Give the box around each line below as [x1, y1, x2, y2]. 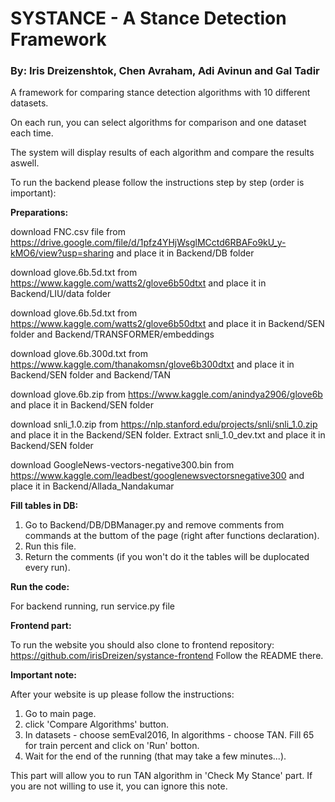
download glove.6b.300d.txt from [10, 348, 148, 360]
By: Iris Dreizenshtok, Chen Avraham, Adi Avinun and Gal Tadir [10, 64, 320, 78]
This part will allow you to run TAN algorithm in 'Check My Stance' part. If [10, 770, 313, 782]
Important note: [10, 669, 77, 681]
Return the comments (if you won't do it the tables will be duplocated [24, 551, 310, 563]
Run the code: [10, 581, 70, 593]
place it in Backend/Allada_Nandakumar [10, 480, 175, 492]
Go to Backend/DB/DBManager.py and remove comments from [24, 519, 285, 531]
